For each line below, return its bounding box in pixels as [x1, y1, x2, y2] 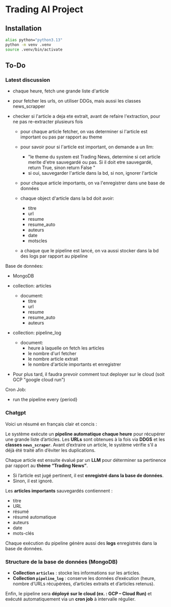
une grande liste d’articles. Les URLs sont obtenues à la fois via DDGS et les [5, 436, 165, 442]
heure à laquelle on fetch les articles [28, 345, 105, 351]
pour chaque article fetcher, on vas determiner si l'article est [20, 129, 148, 135]
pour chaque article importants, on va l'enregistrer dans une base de [20, 180, 165, 186]
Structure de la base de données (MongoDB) [5, 558, 118, 565]
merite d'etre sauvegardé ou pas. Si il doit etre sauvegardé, [28, 159, 153, 166]
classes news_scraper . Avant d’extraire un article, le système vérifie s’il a [5, 441, 157, 448]
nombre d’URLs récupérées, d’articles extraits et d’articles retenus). [12, 580, 155, 587]
